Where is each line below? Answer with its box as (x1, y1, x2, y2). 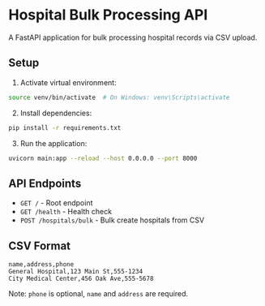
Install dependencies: (19, 108, 92, 118)
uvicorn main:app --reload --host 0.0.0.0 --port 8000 (8, 154, 198, 162)
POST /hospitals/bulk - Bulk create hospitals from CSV (19, 215, 205, 225)
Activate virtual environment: (19, 77, 117, 87)
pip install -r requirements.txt (8, 123, 122, 131)
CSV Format (8, 239, 71, 252)
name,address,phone (8, 261, 75, 269)
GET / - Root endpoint (19, 198, 93, 208)
